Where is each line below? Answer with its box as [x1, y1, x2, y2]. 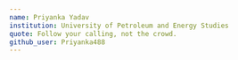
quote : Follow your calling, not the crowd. [9, 29, 177, 38]
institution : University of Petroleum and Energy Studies [9, 21, 229, 30]
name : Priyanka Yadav [9, 12, 90, 22]
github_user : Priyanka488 [9, 37, 105, 47]
